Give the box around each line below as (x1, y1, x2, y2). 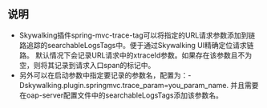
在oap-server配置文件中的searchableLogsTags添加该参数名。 (18, 90, 224, 100)
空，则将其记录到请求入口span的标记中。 (18, 60, 156, 70)
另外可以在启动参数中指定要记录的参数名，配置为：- (18, 70, 192, 80)
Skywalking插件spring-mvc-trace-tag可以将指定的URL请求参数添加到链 (18, 30, 256, 40)
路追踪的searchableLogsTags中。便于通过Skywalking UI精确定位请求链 (18, 40, 254, 50)
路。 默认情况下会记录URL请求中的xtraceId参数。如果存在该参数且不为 (18, 50, 253, 60)
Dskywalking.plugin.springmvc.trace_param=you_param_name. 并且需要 (18, 80, 259, 90)
